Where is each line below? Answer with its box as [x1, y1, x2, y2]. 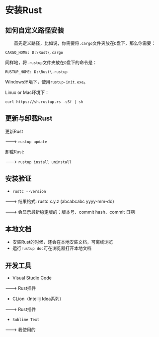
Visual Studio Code [12, 275, 52, 281]
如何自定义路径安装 [5, 26, 64, 34]
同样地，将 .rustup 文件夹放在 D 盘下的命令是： [5, 59, 97, 65]
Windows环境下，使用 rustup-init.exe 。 [5, 79, 88, 85]
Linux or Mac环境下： [5, 89, 50, 95]
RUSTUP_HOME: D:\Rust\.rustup [5, 69, 68, 74]
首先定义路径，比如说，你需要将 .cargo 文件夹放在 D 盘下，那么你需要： [14, 40, 156, 46]
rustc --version [12, 189, 46, 194]
